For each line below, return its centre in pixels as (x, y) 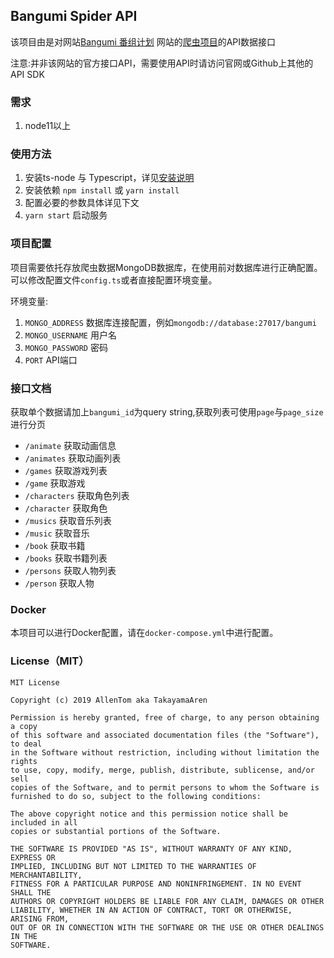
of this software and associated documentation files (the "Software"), (165, 735)
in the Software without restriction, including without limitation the (165, 752)
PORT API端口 (51, 360)
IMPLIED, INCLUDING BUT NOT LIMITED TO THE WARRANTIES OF (133, 866)
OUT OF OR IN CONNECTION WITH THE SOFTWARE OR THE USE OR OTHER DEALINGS (167, 927)
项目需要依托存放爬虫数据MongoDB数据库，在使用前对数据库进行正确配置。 (166, 267)
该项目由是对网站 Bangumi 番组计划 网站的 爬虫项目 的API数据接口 (143, 41)
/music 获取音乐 (57, 533)
